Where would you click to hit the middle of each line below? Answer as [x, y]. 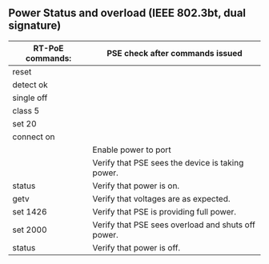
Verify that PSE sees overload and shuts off [174, 225]
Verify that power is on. [136, 186]
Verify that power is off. [137, 247]
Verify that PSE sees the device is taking [168, 162]
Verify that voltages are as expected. [161, 198]
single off [30, 98]
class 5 [26, 110]
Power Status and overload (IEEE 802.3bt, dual [127, 13]
